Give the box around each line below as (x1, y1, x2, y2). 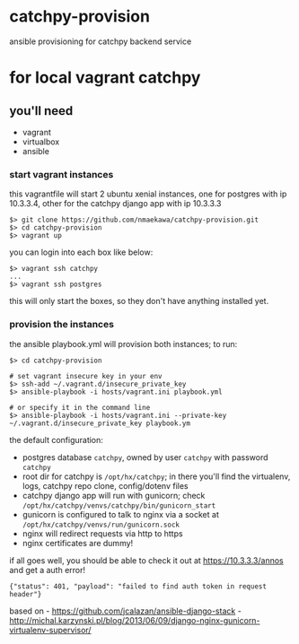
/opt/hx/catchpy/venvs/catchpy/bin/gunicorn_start (22, 500, 216, 510)
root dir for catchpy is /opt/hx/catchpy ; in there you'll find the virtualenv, (22, 471, 291, 482)
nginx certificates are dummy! (22, 537, 134, 548)
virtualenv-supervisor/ (9, 624, 92, 635)
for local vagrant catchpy (9, 67, 201, 88)
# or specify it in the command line (9, 403, 151, 412)
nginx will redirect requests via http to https (22, 527, 183, 539)
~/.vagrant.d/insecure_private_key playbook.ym (9, 419, 191, 428)
